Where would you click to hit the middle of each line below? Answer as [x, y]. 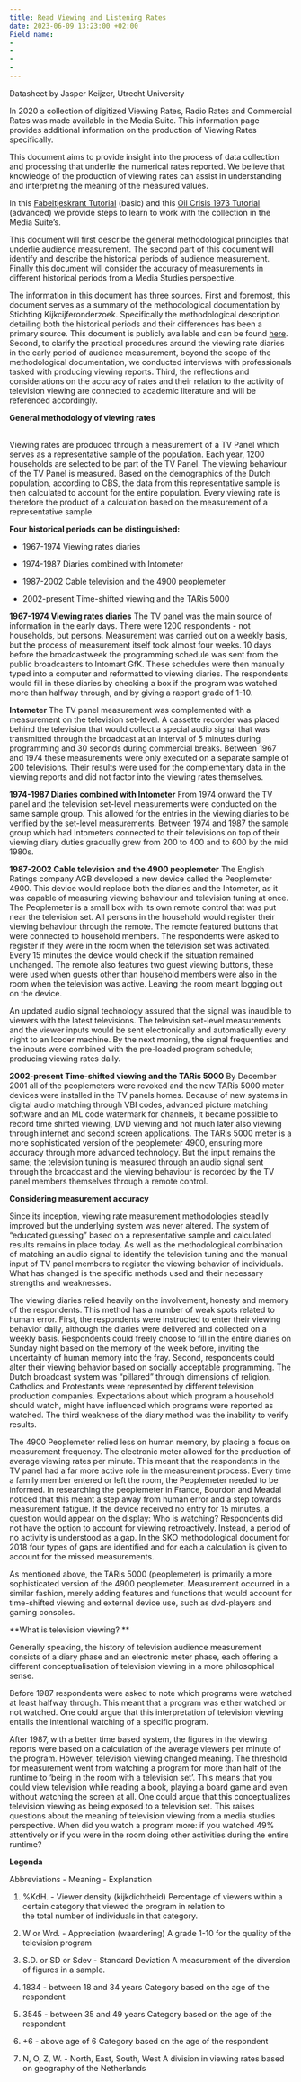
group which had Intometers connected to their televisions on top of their [145, 832]
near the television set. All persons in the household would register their [142, 916]
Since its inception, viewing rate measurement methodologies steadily [139, 1216]
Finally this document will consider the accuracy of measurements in [137, 268]
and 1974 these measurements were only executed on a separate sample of [149, 757]
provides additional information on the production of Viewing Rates [133, 130]
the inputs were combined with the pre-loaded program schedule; [131, 1049]
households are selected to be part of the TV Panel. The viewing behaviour [148, 463]
